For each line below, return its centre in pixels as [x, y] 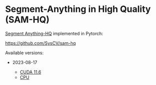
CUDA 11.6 [30, 72]
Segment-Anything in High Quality [78, 9]
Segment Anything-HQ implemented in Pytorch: [54, 33]
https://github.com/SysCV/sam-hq [41, 43]
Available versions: [24, 53]
